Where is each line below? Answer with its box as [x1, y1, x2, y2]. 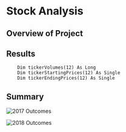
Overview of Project [6, 28, 84, 39]
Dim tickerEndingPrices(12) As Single [17, 75, 115, 81]
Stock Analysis [6, 4, 84, 18]
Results [6, 48, 36, 58]
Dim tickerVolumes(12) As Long [17, 64, 96, 71]
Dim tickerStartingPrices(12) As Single [17, 70, 121, 76]
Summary [6, 92, 44, 102]
